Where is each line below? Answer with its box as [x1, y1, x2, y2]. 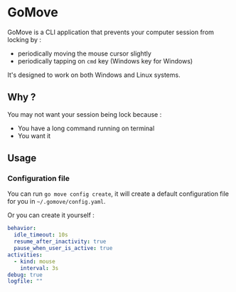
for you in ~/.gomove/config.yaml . [7, 197, 106, 206]
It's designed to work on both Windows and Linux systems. [7, 71, 181, 79]
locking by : [7, 35, 41, 43]
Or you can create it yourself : [7, 211, 95, 219]
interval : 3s [20, 264, 59, 271]
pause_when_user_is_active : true [14, 245, 113, 252]
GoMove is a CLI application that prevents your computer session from [7, 28, 215, 36]
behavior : [7, 225, 37, 232]
